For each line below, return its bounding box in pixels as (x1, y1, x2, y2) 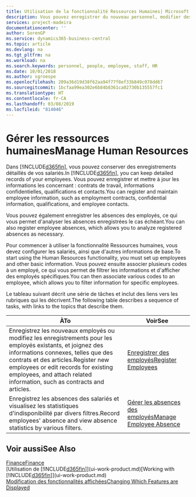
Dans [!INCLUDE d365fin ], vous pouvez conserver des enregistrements (6, 163, 177, 170)
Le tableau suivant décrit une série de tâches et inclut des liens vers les (6, 291, 178, 298)
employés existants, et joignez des (9, 341, 104, 350)
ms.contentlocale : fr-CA (6, 95, 66, 101)
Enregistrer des (127, 348, 170, 357)
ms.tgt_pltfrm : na (6, 52, 51, 58)
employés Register (127, 356, 177, 364)
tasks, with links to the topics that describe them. (6, 303, 124, 310)
